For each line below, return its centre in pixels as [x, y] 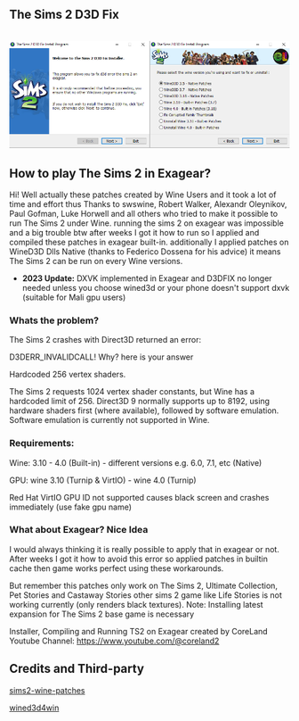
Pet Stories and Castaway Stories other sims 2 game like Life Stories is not [146, 595]
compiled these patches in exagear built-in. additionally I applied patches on [149, 242]
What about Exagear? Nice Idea [79, 530]
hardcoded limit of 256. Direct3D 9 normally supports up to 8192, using [139, 402]
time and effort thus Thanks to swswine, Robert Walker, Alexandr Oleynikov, [148, 203]
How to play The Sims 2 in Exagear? [110, 173]
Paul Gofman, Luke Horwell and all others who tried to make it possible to [144, 213]
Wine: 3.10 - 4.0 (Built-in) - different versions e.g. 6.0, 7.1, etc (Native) [136, 462]
